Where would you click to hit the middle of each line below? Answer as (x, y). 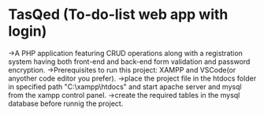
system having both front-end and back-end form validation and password (129, 62)
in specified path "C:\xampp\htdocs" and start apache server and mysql (125, 86)
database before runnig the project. (66, 103)
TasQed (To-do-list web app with (118, 15)
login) (28, 31)
